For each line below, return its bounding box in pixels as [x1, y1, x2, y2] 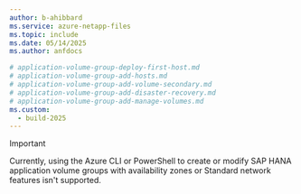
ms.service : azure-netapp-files [9, 22, 131, 31]
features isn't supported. [9, 175, 101, 186]
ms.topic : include [9, 30, 79, 39]
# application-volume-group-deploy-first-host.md [9, 63, 201, 72]
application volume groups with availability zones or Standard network [9, 165, 271, 176]
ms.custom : [9, 105, 51, 114]
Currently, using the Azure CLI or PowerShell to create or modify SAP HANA [9, 155, 292, 167]
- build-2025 [17, 114, 67, 123]
